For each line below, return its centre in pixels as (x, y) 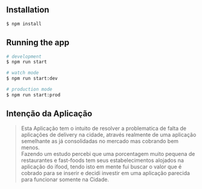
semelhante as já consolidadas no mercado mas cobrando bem (100, 141)
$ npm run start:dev (32, 79)
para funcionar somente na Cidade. (65, 179)
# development (24, 57)
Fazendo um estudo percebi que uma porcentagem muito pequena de (108, 153)
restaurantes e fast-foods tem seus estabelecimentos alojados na (102, 160)
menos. (30, 147)
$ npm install (24, 23)
